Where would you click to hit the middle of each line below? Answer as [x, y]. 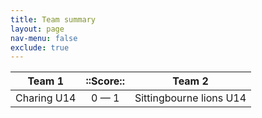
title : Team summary [53, 19]
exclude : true [40, 47]
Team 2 [190, 81]
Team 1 [46, 81]
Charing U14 [46, 98]
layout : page [37, 29]
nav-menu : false [44, 38]
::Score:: [105, 81]
